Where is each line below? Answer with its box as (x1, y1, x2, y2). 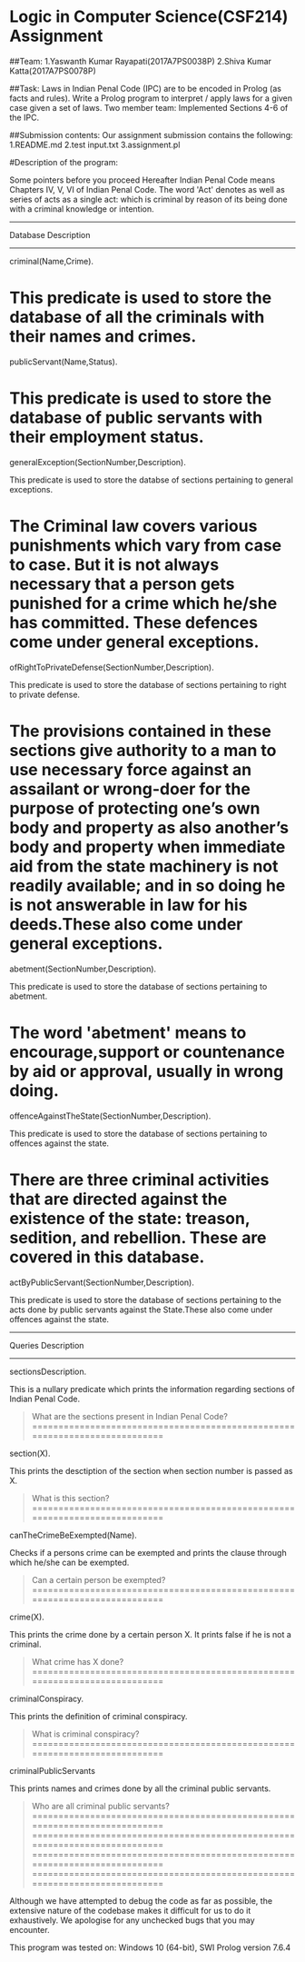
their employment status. (9, 427, 204, 447)
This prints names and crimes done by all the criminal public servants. (9, 1783, 271, 1794)
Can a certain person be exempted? (31, 1574, 166, 1585)
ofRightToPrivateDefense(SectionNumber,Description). (9, 662, 215, 672)
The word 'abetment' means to (9, 1022, 247, 1042)
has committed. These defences (9, 613, 259, 632)
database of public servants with (9, 407, 263, 428)
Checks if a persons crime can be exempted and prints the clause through (9, 1547, 288, 1558)
